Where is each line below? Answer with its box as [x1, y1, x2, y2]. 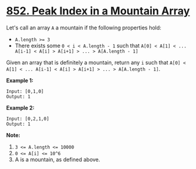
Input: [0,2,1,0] [6, 116, 50, 122]
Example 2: [6, 104, 35, 111]
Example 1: [6, 77, 34, 84]
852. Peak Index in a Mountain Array [6, 4, 190, 18]
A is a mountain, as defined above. [14, 156, 100, 163]
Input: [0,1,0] [6, 88, 44, 94]
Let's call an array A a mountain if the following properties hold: [6, 24, 161, 31]
